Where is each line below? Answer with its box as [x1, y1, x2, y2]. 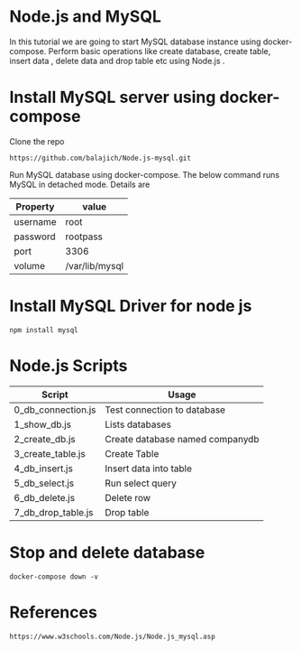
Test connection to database [105, 404, 226, 416]
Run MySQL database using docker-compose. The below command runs [9, 169, 280, 180]
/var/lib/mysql [65, 259, 124, 272]
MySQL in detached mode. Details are [9, 179, 150, 190]
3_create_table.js [14, 447, 86, 460]
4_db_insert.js [14, 462, 74, 475]
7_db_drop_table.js [14, 506, 94, 518]
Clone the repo [9, 135, 65, 146]
